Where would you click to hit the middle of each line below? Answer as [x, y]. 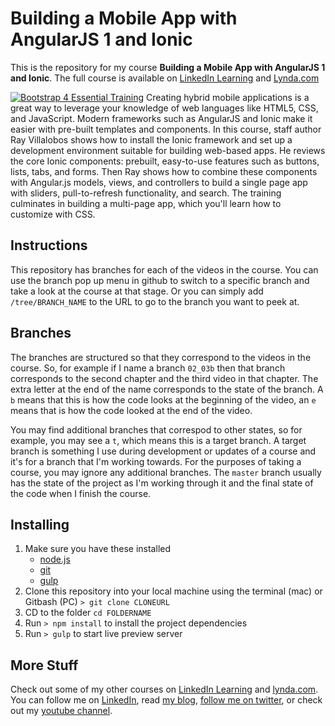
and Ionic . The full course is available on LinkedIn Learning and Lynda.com [165, 78]
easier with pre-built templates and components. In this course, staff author [166, 129]
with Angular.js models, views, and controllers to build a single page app [159, 182]
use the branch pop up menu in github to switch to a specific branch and [160, 280]
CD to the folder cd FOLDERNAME [88, 613]
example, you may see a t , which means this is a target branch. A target [158, 440]
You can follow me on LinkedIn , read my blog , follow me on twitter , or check [166, 700]
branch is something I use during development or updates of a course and [163, 451]
